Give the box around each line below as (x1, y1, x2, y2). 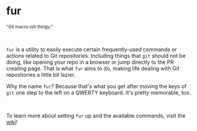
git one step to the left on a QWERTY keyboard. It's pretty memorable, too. (6, 89, 191, 96)
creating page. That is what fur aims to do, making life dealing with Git (6, 64, 180, 72)
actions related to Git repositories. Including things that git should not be (6, 52, 186, 59)
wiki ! (6, 118, 18, 126)
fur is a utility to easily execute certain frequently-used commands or (6, 46, 177, 53)
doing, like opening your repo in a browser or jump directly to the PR (6, 58, 174, 65)
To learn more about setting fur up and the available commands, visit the (6, 112, 186, 119)
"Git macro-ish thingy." (6, 24, 53, 30)
